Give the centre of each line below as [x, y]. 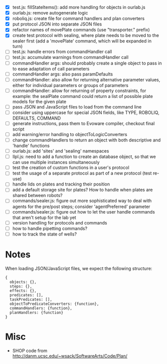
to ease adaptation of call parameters [51, 68]
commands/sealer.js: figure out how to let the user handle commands [84, 211]
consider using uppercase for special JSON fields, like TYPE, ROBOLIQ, [86, 112]
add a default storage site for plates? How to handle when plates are [83, 190]
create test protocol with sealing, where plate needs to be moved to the [86, 35]
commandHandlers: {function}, [41, 308]
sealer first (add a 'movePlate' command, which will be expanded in [82, 41]
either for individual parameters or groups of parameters [70, 85]
